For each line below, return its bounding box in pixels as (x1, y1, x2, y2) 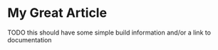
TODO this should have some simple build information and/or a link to (7, 28, 212, 37)
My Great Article (7, 5, 108, 21)
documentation (7, 35, 52, 44)
